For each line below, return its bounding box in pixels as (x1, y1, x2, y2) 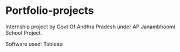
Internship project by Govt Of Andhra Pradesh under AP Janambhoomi (5, 23, 175, 30)
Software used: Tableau (5, 40, 63, 47)
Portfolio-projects (5, 4, 94, 17)
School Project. (5, 29, 42, 36)
